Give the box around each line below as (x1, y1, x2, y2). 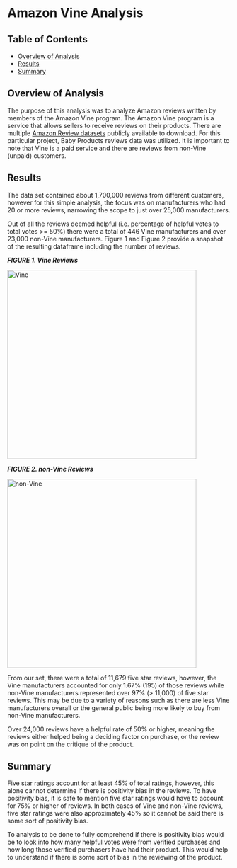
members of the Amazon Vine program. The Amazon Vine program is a (7, 113, 214, 122)
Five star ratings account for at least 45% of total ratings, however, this (7, 779, 214, 787)
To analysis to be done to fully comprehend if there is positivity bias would (7, 830, 224, 839)
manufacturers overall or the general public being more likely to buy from (7, 703, 221, 712)
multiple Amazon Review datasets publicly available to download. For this (7, 129, 221, 137)
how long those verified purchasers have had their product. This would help (7, 845, 229, 854)
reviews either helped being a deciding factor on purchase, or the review (7, 732, 219, 741)
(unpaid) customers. (7, 151, 67, 160)
